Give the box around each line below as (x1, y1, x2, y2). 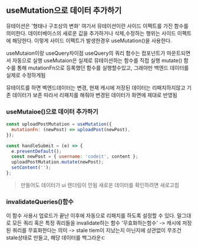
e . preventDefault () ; (11, 148, 62, 154)
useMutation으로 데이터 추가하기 (6, 5, 122, 16)
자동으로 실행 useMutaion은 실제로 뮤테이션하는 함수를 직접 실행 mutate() (12, 56, 183, 64)
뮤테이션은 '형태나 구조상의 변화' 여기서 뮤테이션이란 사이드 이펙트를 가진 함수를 (6, 22, 189, 29)
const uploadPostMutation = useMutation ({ (6, 121, 112, 128)
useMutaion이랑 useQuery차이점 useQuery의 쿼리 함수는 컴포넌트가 (6, 49, 166, 56)
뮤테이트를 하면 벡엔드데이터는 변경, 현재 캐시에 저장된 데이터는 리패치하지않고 (6, 84, 186, 91)
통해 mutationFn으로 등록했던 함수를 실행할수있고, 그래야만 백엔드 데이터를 (16, 64, 189, 71)
